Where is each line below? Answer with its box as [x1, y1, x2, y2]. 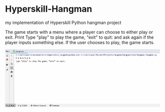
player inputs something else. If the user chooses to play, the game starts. [5, 39, 155, 45]
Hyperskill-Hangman [5, 3, 92, 15]
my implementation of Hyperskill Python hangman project [5, 20, 122, 25]
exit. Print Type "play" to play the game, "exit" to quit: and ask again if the [5, 34, 154, 40]
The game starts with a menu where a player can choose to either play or [5, 29, 153, 35]
